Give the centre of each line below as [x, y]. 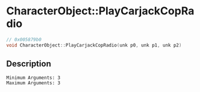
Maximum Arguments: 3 [33, 83]
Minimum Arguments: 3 [33, 78]
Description [29, 64]
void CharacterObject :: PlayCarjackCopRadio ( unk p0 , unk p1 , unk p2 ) [94, 45]
